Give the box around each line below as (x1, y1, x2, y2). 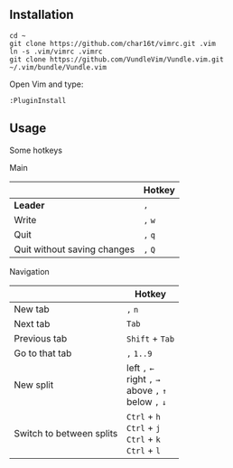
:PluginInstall (9, 96, 67, 105)
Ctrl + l (126, 444, 161, 456)
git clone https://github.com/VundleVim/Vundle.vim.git (9, 54, 224, 64)
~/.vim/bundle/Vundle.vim (9, 62, 107, 71)
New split (14, 379, 54, 391)
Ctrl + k (126, 433, 161, 445)
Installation (9, 7, 74, 23)
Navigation (9, 266, 50, 276)
